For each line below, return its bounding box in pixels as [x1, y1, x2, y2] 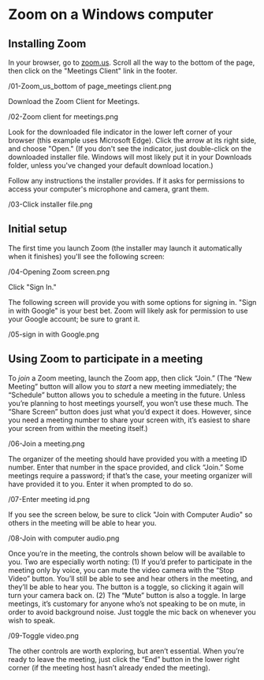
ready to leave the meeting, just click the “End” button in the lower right [8, 654, 240, 663]
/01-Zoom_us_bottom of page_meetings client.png [8, 81, 172, 91]
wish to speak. [8, 615, 56, 625]
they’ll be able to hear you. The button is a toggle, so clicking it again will [8, 582, 244, 592]
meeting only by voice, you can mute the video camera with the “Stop [8, 565, 235, 574]
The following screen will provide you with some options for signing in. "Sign [8, 297, 257, 307]
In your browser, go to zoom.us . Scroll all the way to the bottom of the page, [8, 58, 255, 67]
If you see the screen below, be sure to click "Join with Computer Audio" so [8, 510, 253, 519]
